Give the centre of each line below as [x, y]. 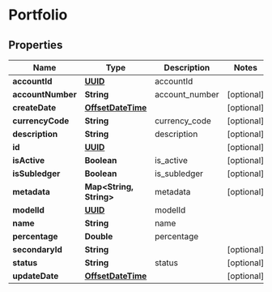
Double [99, 236]
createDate [34, 107]
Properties [36, 45]
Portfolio [38, 15]
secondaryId [38, 249]
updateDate [36, 276]
